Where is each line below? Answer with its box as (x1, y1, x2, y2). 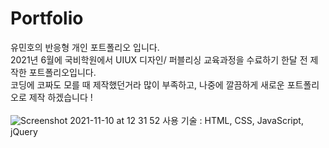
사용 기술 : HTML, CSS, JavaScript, (162, 114, 304, 126)
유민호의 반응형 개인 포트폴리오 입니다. (10, 41, 160, 53)
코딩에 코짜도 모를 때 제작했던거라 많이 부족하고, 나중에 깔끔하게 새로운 (10, 78, 285, 91)
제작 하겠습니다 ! (28, 91, 93, 103)
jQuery (10, 125, 38, 137)
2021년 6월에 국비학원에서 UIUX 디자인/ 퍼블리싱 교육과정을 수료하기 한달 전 (10, 53, 308, 66)
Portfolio (10, 7, 84, 30)
